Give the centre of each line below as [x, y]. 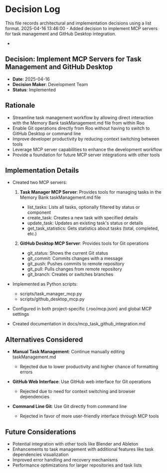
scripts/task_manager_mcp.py [51, 294]
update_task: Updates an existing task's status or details [85, 223]
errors [26, 372]
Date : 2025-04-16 [31, 79]
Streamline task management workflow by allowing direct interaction [83, 117]
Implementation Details [42, 170]
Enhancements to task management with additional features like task [83, 449]
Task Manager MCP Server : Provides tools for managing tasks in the [91, 192]
